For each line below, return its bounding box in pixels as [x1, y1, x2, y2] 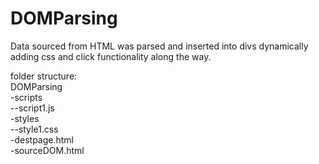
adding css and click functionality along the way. [10, 50, 212, 62]
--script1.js [10, 102, 55, 114]
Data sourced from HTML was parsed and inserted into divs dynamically [10, 40, 309, 52]
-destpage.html [10, 133, 75, 146]
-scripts [10, 91, 43, 103]
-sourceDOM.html [10, 144, 85, 156]
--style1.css [10, 123, 59, 135]
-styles [10, 112, 40, 124]
